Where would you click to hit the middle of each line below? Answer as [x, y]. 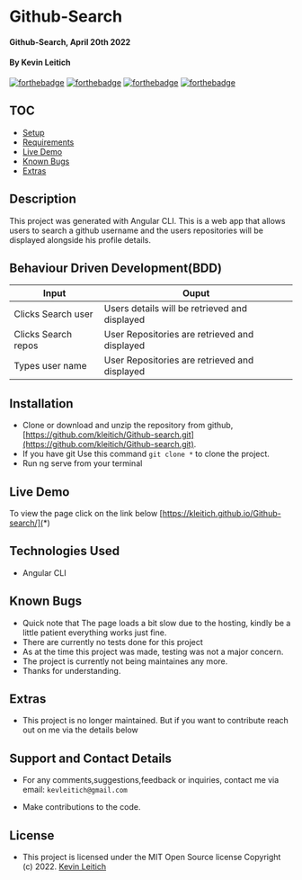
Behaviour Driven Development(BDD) [116, 268]
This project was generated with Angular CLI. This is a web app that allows [147, 220]
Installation [41, 404]
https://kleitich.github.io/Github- [222, 514]
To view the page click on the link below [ [86, 514]
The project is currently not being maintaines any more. [125, 661]
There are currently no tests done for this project [113, 642]
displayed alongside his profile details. [80, 239]
